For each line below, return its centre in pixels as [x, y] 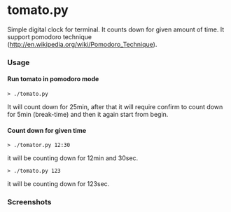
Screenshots [29, 202]
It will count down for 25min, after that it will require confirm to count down [115, 107]
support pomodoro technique [50, 36]
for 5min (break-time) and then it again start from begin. [88, 115]
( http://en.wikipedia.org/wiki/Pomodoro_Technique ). [82, 44]
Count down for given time [47, 130]
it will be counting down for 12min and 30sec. [73, 158]
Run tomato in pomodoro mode [53, 79]
